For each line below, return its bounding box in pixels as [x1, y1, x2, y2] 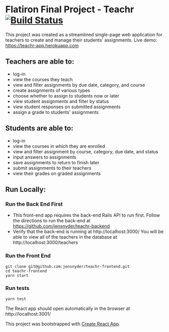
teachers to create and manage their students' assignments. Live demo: [5, 37, 158, 43]
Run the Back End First [5, 200, 63, 207]
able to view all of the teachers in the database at [12, 234, 117, 240]
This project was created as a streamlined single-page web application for [5, 31, 163, 37]
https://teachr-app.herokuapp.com [5, 42, 79, 48]
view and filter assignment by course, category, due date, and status [12, 148, 158, 154]
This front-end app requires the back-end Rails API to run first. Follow [12, 212, 160, 219]
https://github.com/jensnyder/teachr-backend [12, 223, 110, 229]
